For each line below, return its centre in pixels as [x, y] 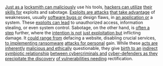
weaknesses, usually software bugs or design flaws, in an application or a [79, 17]
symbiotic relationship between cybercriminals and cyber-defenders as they [81, 53]
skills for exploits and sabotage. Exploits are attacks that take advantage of [80, 12]
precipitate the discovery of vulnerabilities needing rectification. [69, 58]
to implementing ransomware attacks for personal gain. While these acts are [81, 43]
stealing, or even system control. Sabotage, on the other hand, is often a [77, 28]
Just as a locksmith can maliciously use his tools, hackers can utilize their [79, 7]
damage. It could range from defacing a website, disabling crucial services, [81, 38]
